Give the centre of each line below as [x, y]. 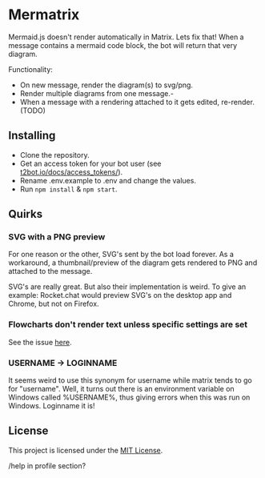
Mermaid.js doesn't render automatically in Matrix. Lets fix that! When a [126, 37]
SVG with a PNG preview [57, 237]
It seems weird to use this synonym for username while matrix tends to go [130, 380]
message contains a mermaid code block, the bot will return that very [123, 45]
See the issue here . [40, 342]
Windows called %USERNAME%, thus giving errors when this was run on [129, 397]
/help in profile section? [47, 465]
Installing [32, 136]
